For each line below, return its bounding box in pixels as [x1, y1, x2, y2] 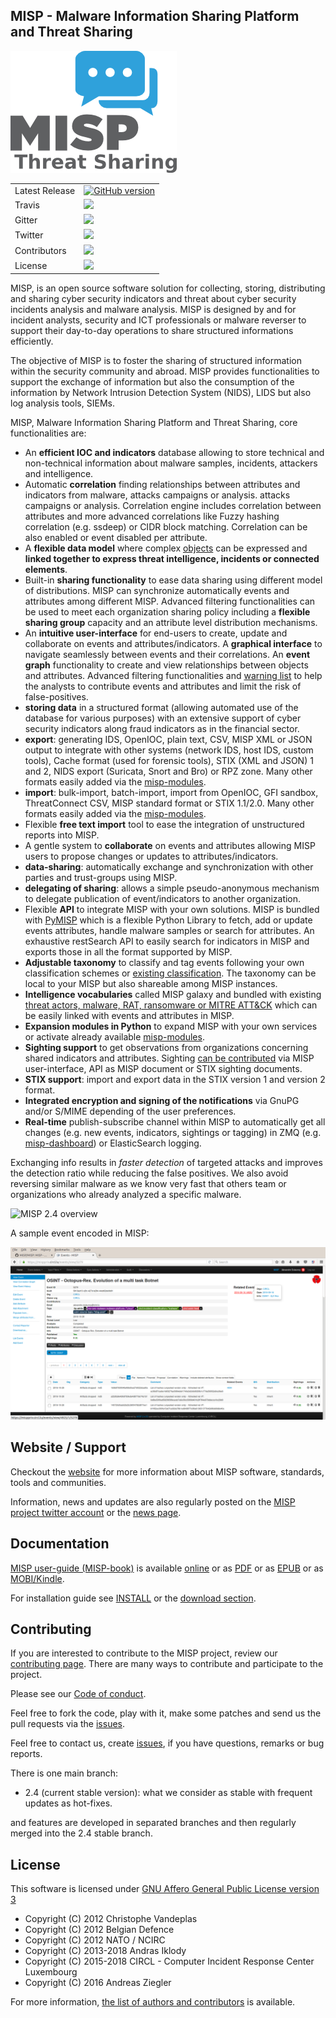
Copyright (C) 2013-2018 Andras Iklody [24, 1945, 187, 1957]
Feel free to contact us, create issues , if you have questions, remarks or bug [10, 1737, 325, 1749]
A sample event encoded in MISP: [10, 1227, 150, 1239]
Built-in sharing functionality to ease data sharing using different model [24, 574, 323, 586]
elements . [24, 564, 68, 576]
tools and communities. [10, 1476, 107, 1488]
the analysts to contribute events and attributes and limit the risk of [24, 680, 302, 693]
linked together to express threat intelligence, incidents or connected [24, 553, 320, 565]
